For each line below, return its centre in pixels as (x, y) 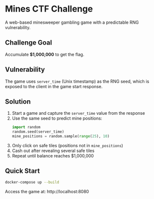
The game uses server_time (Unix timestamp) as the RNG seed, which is (77, 81)
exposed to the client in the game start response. (54, 86)
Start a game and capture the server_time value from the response (78, 113)
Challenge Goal (28, 43)
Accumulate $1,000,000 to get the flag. (45, 54)
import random (26, 127)
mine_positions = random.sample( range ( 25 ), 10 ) (61, 137)
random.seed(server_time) (38, 132)
